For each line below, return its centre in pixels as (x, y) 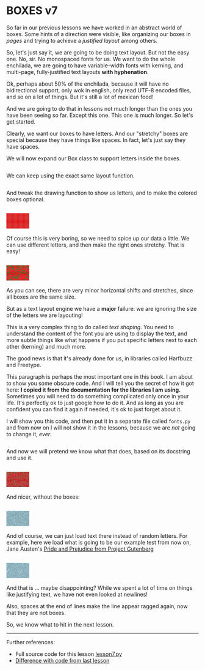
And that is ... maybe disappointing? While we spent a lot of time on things (99, 587)
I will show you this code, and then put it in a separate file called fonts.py (99, 421)
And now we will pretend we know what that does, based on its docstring (98, 451)
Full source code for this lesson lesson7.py (69, 654)
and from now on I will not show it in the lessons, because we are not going (101, 427)
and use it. (20, 458)
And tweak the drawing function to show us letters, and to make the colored (102, 193)
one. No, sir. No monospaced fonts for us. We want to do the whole (91, 59)
